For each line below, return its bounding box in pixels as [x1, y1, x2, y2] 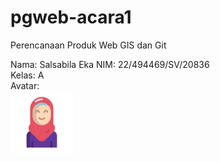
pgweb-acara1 [10, 6, 132, 29]
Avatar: [10, 79, 40, 91]
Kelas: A [10, 69, 45, 81]
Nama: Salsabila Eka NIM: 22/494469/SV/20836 [10, 58, 210, 70]
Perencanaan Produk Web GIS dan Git [10, 39, 167, 51]
